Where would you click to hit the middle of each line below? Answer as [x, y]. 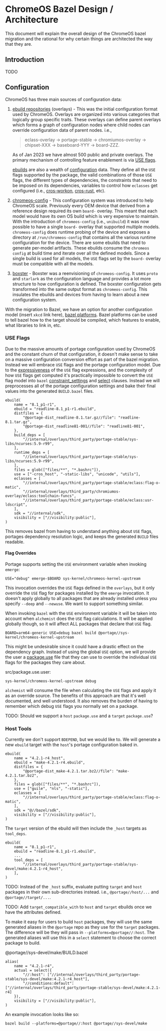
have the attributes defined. [33, 912]
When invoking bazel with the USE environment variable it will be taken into [81, 613]
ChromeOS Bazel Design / [59, 9]
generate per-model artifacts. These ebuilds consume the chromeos [81, 248]
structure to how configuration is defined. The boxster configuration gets [87, 284]
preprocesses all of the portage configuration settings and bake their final [81, 386]
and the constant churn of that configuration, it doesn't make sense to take [82, 354]
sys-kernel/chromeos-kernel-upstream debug [51, 681]
